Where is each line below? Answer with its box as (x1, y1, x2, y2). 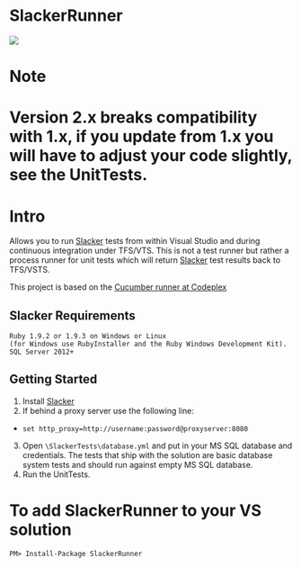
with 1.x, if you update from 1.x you (9, 127, 274, 147)
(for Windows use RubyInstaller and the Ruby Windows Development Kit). (9, 339, 288, 349)
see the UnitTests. (9, 165, 148, 185)
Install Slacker (22, 395, 75, 406)
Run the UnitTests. (22, 469, 91, 480)
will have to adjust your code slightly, (9, 146, 293, 166)
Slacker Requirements (9, 308, 137, 323)
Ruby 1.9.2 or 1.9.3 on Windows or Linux (9, 332, 167, 341)
